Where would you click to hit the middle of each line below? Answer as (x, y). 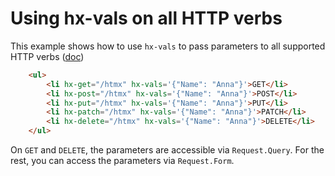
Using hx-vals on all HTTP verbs (146, 18)
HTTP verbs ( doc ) (47, 56)
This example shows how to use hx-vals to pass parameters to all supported (168, 46)
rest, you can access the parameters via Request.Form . (122, 161)
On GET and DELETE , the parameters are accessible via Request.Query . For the (167, 150)
